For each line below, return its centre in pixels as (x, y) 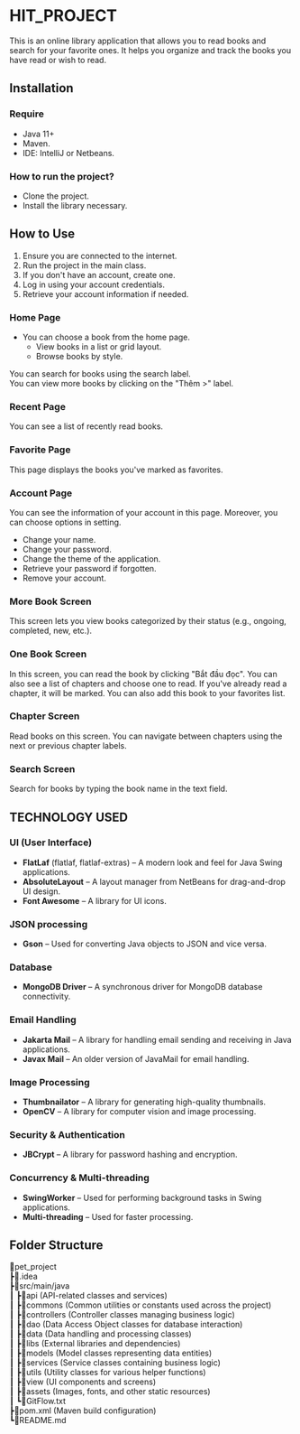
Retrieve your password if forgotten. (89, 568)
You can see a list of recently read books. (86, 426)
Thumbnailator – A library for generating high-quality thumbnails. (144, 1102)
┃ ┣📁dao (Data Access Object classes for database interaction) (126, 1325)
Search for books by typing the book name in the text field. (118, 789)
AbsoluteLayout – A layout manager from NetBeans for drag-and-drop (154, 881)
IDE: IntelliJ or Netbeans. (68, 153)
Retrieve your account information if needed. (105, 293)
